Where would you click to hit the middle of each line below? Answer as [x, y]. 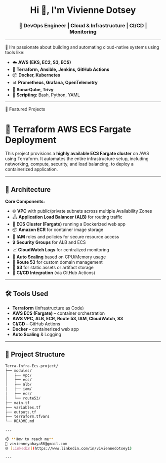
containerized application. [32, 169]
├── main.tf [17, 403]
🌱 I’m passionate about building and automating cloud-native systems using [82, 47]
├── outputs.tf [21, 412]
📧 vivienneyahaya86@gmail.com [36, 444]
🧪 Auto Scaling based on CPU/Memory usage [59, 257]
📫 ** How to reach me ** [29, 439]
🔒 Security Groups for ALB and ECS [49, 242]
